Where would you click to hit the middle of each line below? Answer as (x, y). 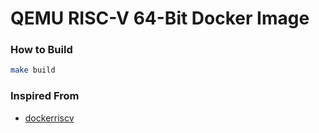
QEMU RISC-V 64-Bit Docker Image (160, 18)
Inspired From (45, 96)
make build (33, 70)
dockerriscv (49, 118)
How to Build (41, 50)
